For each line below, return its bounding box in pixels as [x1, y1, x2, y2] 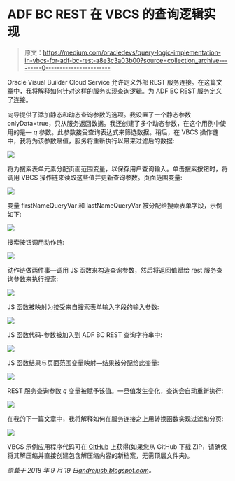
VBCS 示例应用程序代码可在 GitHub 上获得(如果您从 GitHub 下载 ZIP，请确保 [7, 442, 227, 451]
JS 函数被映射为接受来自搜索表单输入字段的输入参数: [7, 302, 159, 311]
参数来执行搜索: [13, 274, 59, 283]
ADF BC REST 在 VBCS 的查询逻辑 [7, 6, 204, 22]
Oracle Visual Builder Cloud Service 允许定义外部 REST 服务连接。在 [7, 78, 204, 86]
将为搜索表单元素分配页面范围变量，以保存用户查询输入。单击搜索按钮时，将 [7, 164, 228, 173]
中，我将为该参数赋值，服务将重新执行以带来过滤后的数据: [7, 136, 175, 145]
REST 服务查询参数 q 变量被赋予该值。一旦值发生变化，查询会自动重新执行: [7, 386, 224, 395]
